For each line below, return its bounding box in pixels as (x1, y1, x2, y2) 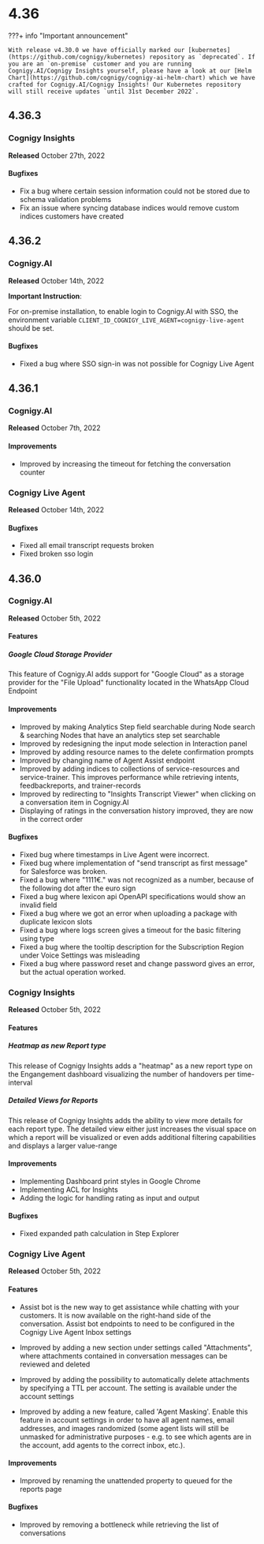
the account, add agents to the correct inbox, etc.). (19, 1440, 185, 1449)
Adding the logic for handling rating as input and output (19, 1193, 199, 1202)
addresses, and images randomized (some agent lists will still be (19, 1423, 229, 1433)
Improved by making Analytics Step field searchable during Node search (19, 721, 255, 731)
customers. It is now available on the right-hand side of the (19, 1310, 211, 1320)
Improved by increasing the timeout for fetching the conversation (19, 459, 231, 468)
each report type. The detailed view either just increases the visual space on (8, 1124, 257, 1134)
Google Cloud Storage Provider (8, 649, 113, 659)
